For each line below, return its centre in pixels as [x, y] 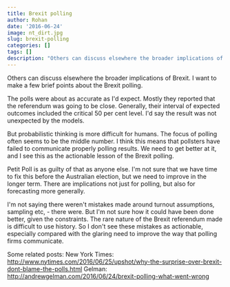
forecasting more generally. [46, 191]
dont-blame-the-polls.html [45, 268]
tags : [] [20, 52]
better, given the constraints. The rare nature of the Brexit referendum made [115, 219]
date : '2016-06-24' [35, 26]
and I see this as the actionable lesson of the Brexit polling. [91, 156]
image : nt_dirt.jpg [35, 33]
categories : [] [29, 45]
